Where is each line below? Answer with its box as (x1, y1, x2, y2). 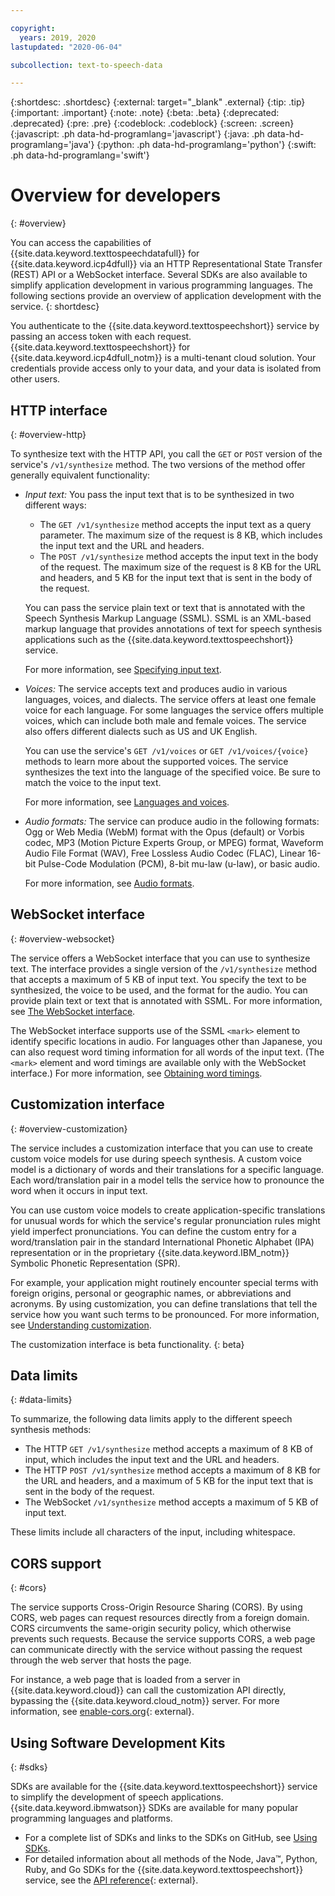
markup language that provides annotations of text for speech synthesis (24, 623, 323, 635)
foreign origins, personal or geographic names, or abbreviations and (10, 1287, 292, 1299)
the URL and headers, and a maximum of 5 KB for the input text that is (24, 1475, 314, 1487)
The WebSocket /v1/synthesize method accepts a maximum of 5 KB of (24, 1496, 319, 1508)
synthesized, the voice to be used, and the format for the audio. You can (10, 984, 308, 996)
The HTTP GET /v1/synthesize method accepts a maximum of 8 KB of (24, 1443, 313, 1455)
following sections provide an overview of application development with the (10, 290, 322, 302)
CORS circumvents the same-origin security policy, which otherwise (10, 1622, 292, 1635)
